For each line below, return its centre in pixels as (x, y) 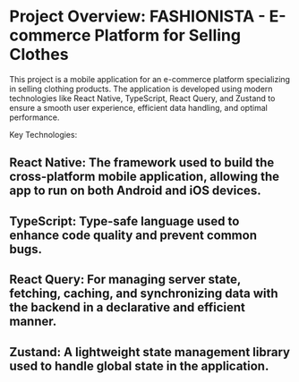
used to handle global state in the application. (139, 365)
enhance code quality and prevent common (133, 235)
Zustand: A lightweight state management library (150, 352)
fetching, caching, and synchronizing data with (144, 294)
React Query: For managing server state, (125, 280)
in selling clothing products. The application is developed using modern (141, 89)
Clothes (39, 55)
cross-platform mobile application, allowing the (145, 177)
